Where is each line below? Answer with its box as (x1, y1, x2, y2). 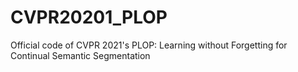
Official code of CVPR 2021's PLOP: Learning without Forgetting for (10, 39, 288, 51)
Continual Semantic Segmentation (10, 49, 151, 61)
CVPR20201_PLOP (10, 6, 168, 29)
